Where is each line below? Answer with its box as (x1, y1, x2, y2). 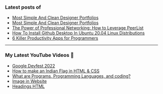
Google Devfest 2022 (12, 63, 55, 68)
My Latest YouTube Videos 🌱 (5, 52, 74, 59)
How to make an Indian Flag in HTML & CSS (12, 68, 99, 74)
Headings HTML (12, 83, 45, 89)
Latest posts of (5, 4, 41, 11)
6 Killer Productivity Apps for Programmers (12, 35, 98, 41)
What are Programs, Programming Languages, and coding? (12, 73, 131, 79)
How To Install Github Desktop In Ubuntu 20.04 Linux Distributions (12, 30, 145, 36)
